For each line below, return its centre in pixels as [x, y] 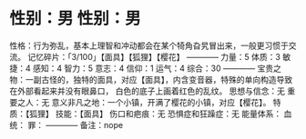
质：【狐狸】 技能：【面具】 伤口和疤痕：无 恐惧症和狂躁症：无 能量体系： [146, 114]
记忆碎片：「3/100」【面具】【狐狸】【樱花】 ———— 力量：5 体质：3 [153, 56]
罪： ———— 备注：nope [75, 124]
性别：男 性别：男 [75, 19]
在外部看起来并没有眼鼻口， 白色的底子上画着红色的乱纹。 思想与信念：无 [147, 91]
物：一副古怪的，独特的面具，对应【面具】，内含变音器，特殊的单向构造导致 [151, 79]
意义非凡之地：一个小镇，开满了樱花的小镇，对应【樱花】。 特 [166, 102]
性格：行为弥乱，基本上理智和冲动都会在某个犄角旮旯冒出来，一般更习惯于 [149, 45]
